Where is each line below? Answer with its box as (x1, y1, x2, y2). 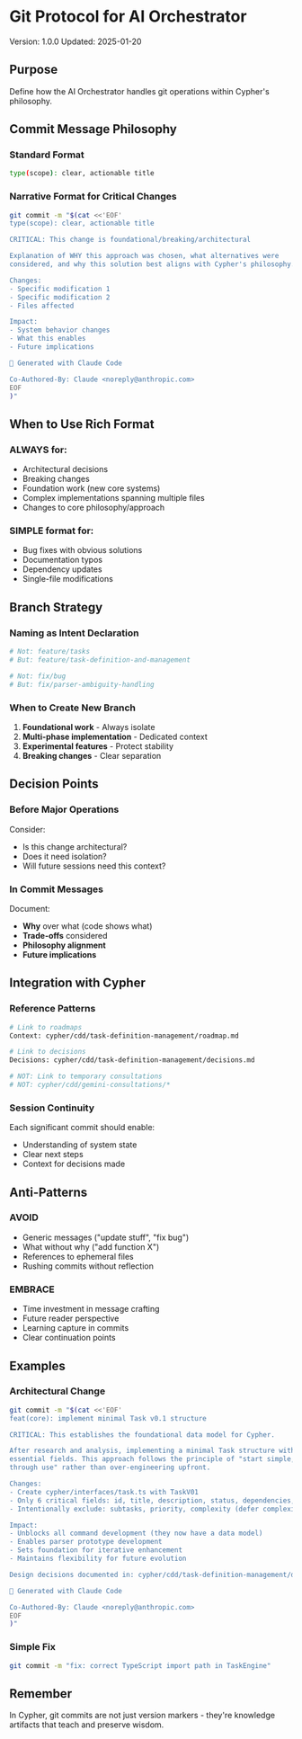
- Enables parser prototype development (9, 1538, 164, 1547)
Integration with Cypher (9, 976, 147, 991)
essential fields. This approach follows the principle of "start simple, (9, 1455, 296, 1464)
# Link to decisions (9, 1048, 87, 1057)
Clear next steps (22, 1149, 84, 1160)
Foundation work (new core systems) (22, 483, 161, 494)
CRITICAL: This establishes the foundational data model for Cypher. (9, 1430, 276, 1440)
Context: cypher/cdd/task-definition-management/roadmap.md (9, 1031, 240, 1040)
